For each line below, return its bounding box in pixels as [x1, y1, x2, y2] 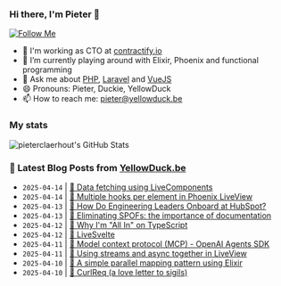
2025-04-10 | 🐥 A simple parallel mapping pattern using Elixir [21, 257, 243, 268]
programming [21, 64, 73, 75]
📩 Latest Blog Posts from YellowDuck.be [9, 161, 186, 174]
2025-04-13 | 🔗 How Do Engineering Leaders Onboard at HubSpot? [21, 200, 267, 211]
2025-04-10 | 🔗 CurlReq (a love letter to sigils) [21, 266, 188, 277]
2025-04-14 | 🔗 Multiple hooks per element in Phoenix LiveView [21, 191, 252, 201]
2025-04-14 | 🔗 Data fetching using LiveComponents [21, 182, 213, 192]
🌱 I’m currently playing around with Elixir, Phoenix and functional [21, 55, 259, 66]
